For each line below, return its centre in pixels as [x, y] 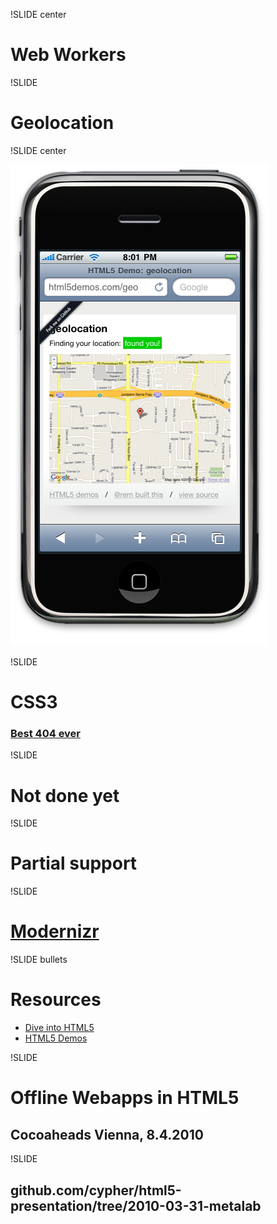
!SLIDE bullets [39, 960]
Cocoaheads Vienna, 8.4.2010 [107, 1134]
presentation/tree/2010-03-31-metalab [136, 1205]
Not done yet [65, 795]
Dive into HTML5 [59, 1028]
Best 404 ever [45, 733]
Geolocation [62, 123]
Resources [56, 1000]
